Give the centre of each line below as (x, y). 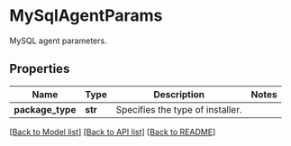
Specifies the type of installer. (179, 109)
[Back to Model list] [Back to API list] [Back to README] (113, 132)
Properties (40, 69)
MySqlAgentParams (86, 16)
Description (179, 94)
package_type (45, 109)
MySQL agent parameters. (58, 41)
